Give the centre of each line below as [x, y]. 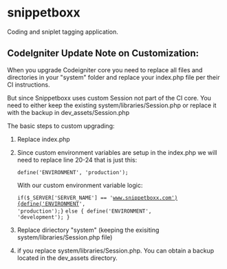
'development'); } [43, 217]
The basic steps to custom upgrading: [61, 126]
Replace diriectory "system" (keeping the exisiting [88, 230]
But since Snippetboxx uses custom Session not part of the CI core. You [109, 98]
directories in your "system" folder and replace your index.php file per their [113, 77]
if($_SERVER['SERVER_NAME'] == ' [65, 197]
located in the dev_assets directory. [67, 258]
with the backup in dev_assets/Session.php [68, 112]
